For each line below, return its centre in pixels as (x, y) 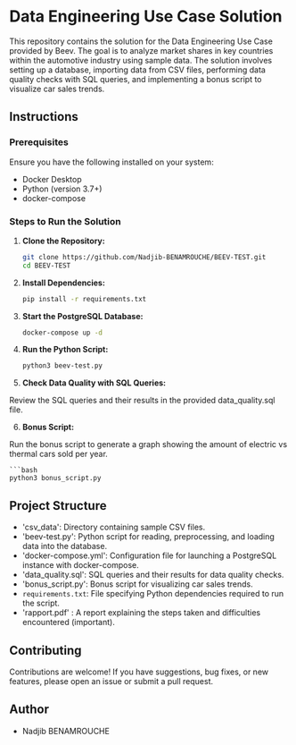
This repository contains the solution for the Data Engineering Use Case (141, 41)
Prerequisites (39, 142)
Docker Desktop (52, 179)
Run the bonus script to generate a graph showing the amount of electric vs (148, 444)
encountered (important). (69, 622)
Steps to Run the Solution (66, 221)
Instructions (44, 117)
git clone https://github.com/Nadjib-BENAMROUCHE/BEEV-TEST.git (144, 257)
